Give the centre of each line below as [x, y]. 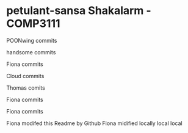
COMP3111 [33, 23]
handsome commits [31, 52]
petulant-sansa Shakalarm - [79, 11]
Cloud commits [25, 76]
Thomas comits [26, 88]
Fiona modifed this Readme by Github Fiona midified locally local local [94, 123]
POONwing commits [32, 40]
